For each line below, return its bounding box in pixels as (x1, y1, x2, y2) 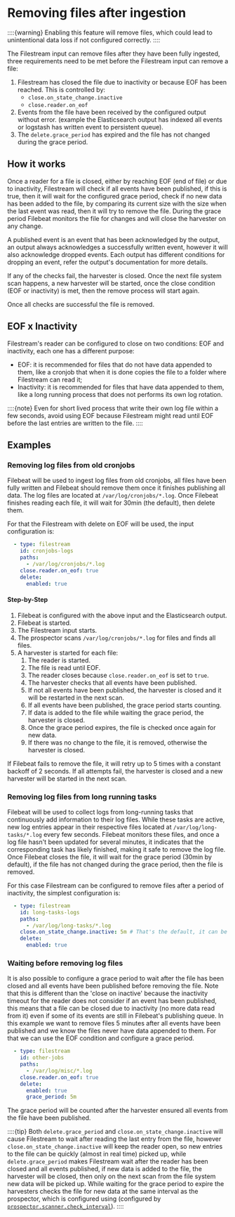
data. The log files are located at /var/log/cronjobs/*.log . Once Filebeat (7, 491, 219, 500)
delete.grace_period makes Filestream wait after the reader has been (7, 1157, 208, 1166)
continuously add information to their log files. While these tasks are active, (7, 815, 225, 824)
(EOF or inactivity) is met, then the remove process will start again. (7, 286, 200, 295)
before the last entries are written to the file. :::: (7, 419, 144, 427)
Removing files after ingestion (7, 5, 187, 21)
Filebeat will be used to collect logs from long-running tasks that (7, 807, 194, 816)
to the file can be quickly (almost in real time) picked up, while (7, 1149, 187, 1159)
